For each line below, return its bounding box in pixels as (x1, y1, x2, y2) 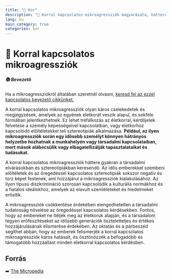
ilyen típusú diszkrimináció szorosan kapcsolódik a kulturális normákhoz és (5, 181, 163, 187)
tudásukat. (5, 149, 29, 156)
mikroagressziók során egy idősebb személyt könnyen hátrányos (5, 133, 147, 140)
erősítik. (5, 192, 22, 198)
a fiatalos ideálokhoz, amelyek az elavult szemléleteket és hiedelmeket (5, 187, 154, 193)
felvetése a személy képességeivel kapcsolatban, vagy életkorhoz (5, 122, 144, 129)
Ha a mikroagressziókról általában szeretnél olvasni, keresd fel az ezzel (5, 91, 155, 97)
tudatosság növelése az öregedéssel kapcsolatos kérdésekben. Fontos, (5, 207, 155, 213)
